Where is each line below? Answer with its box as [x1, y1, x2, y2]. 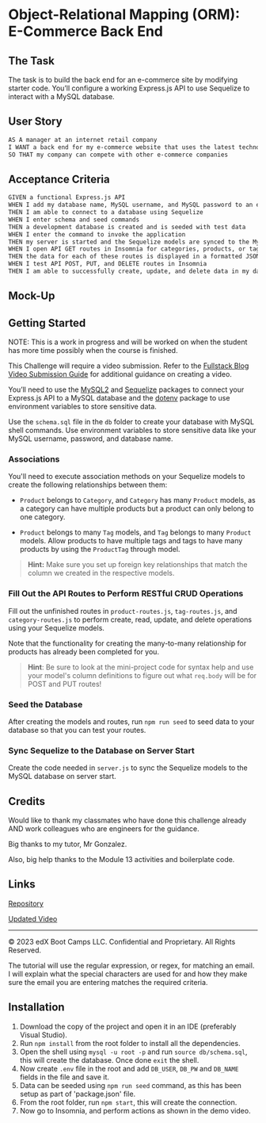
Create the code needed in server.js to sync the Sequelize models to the [8, 763, 248, 772]
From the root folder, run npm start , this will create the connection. [19, 1097, 237, 1107]
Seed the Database [8, 699, 83, 710]
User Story [8, 115, 63, 128]
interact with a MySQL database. [8, 92, 115, 101]
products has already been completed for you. [8, 646, 160, 656]
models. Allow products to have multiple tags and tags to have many [19, 536, 243, 546]
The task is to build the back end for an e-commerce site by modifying [8, 75, 238, 84]
